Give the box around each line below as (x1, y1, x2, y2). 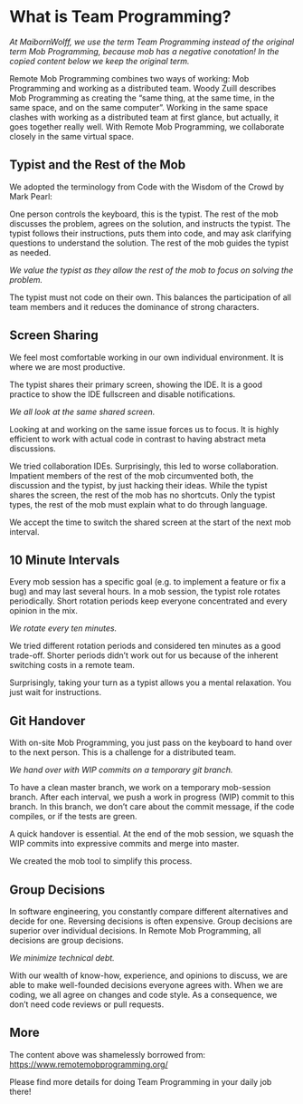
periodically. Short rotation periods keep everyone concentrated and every (9, 596, 288, 606)
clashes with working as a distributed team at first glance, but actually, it (9, 111, 279, 122)
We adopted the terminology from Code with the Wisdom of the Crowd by (9, 181, 285, 192)
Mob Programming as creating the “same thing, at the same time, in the (9, 92, 275, 103)
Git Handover (9, 713, 86, 729)
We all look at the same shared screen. (9, 406, 156, 417)
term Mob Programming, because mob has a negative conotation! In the (9, 45, 279, 56)
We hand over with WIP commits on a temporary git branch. (9, 764, 233, 776)
